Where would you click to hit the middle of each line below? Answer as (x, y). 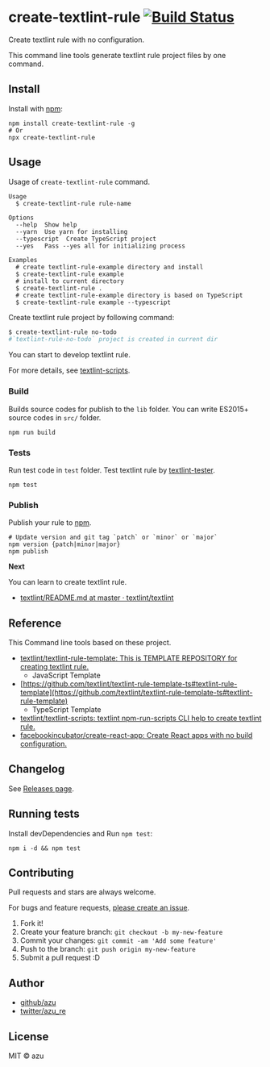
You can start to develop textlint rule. (69, 355)
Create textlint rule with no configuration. (77, 40)
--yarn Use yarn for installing (72, 231)
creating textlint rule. (54, 667)
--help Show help (47, 225)
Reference (35, 623)
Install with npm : (35, 108)
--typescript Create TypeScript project (86, 239)
